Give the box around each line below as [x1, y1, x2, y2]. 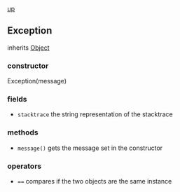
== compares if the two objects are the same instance [17, 177, 172, 185]
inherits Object [7, 43, 50, 52]
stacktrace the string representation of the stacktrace [17, 110, 173, 118]
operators [7, 161, 42, 171]
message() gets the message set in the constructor [17, 144, 163, 152]
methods [7, 128, 39, 137]
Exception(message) [7, 77, 67, 85]
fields [7, 95, 27, 104]
